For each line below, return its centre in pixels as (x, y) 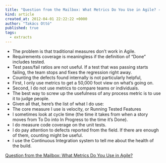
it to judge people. (31, 98)
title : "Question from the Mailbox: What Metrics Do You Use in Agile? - (83, 10)
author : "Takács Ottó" (28, 23)
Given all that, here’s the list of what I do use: (58, 104)
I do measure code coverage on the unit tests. (59, 124)
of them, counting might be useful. (48, 135)
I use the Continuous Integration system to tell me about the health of (83, 140)
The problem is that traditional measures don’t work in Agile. (74, 51)
